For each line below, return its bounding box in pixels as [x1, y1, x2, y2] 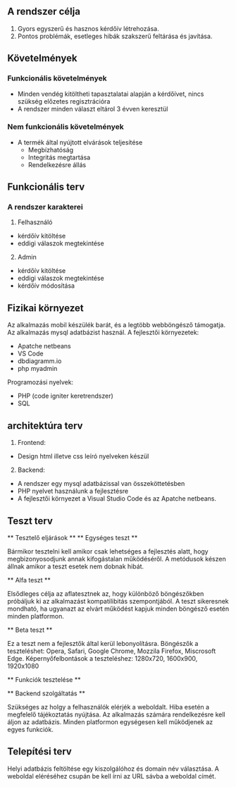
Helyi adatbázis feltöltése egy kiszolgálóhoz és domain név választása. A [7, 764, 220, 773]
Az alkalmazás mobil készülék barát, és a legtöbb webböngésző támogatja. [7, 321, 226, 329]
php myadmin [17, 365, 58, 373]
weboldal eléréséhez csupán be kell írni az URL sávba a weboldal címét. [7, 771, 216, 780]
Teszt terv [7, 515, 53, 527]
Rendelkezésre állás [27, 160, 87, 169]
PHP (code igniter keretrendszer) [17, 391, 114, 401]
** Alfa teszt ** [7, 575, 51, 584]
